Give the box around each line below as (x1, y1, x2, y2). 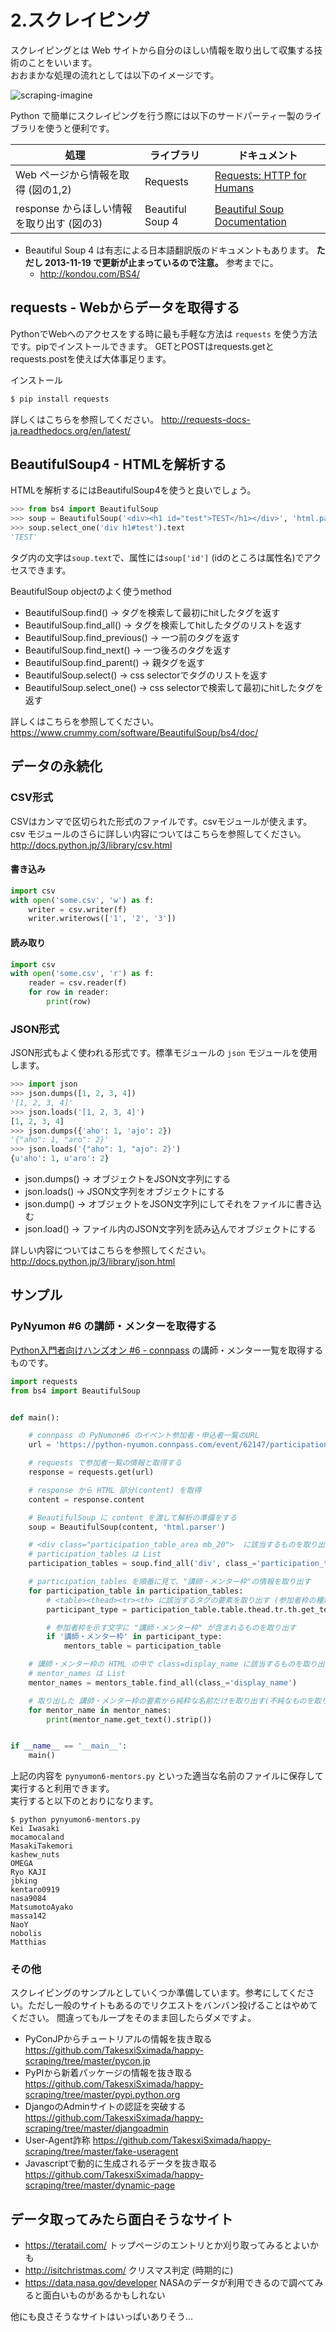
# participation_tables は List (28, 1549, 162, 1560)
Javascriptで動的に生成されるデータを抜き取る (24, 2157, 218, 2170)
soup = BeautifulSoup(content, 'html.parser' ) (28, 1522, 226, 1532)
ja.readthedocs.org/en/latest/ (10, 424, 132, 436)
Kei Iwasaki (10, 1824, 60, 1834)
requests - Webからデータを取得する (10, 299, 240, 316)
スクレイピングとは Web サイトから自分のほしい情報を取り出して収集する (10, 44, 315, 56)
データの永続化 (10, 758, 103, 775)
